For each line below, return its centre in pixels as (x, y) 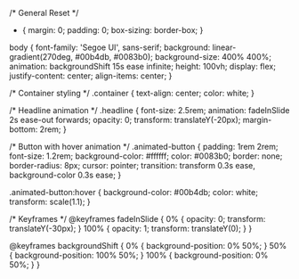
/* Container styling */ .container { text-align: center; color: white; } (132, 93)
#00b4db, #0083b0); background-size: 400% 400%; (173, 57)
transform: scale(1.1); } (50, 201)
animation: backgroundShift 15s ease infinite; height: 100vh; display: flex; (142, 66)
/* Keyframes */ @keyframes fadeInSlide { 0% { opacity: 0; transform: (137, 219)
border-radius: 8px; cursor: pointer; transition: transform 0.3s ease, (133, 165)
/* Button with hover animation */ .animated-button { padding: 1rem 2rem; (144, 147)
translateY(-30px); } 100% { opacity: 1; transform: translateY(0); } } (131, 228)
